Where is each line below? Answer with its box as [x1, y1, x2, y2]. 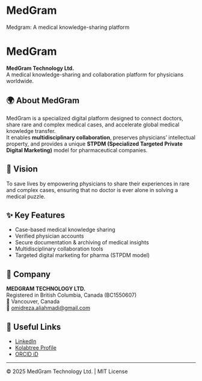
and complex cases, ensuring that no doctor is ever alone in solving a [6, 186, 179, 193]
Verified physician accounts [14, 232, 84, 240]
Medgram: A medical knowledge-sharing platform [6, 23, 130, 31]
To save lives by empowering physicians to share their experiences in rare [6, 180, 190, 187]
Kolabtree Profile [14, 344, 57, 351]
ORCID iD [14, 350, 39, 358]
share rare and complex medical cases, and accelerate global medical [6, 121, 180, 128]
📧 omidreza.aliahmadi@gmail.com [6, 305, 90, 312]
